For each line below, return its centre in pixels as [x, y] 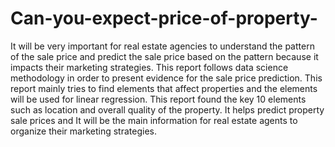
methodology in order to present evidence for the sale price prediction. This [166, 78]
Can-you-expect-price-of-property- [164, 18]
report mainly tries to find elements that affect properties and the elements [164, 88]
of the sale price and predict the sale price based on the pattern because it [164, 56]
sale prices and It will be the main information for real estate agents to [154, 120]
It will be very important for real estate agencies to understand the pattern [162, 46]
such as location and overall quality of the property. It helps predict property [167, 109]
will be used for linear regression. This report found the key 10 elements [158, 99]
